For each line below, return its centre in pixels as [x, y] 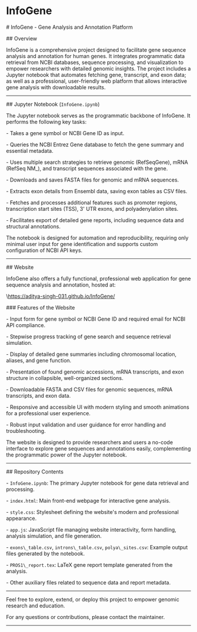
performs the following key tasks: [46, 122]
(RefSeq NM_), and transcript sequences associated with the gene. [87, 168]
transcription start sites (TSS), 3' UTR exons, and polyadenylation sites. [92, 209]
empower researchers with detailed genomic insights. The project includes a [98, 68]
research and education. [36, 606]
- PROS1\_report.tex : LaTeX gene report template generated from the [89, 564]
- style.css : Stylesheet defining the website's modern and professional [92, 512]
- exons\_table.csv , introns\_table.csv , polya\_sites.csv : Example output [97, 547]
